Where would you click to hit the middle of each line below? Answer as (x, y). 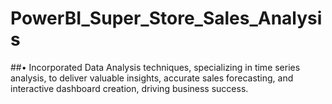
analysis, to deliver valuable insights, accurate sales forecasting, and (152, 78)
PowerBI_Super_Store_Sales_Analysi (166, 18)
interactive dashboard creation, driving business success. (129, 88)
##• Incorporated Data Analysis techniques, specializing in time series (155, 67)
